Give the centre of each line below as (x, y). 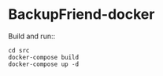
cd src (19, 50)
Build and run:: (32, 36)
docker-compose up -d (44, 64)
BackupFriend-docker (81, 14)
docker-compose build (44, 57)
